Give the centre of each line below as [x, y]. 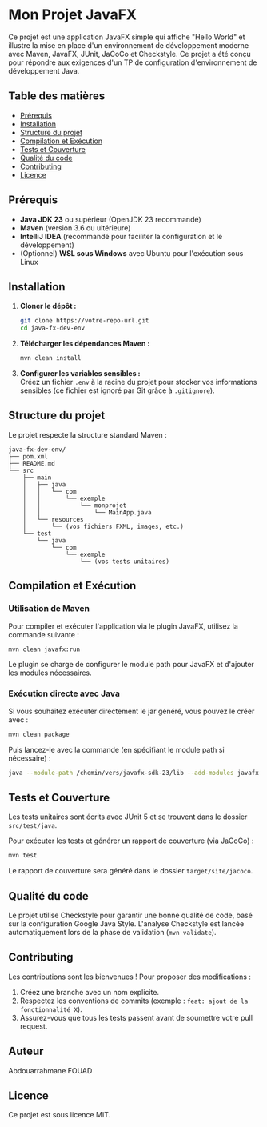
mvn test [23, 856]
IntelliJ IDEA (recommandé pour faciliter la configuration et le [121, 236]
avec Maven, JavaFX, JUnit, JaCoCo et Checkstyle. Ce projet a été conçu [130, 54]
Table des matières [57, 96]
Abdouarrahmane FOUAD [50, 1070]
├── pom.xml [28, 456]
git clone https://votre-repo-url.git [84, 321]
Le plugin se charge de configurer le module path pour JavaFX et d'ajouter [131, 665]
